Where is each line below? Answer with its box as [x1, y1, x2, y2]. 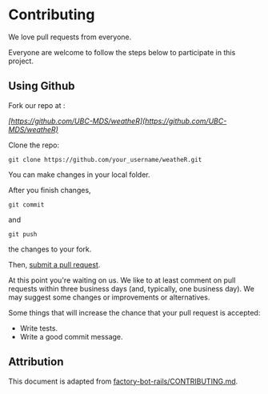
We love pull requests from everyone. [8, 32, 132, 42]
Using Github [8, 79, 75, 93]
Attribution [8, 355, 64, 369]
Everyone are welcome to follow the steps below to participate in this [8, 47, 236, 57]
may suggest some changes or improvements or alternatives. [8, 292, 210, 302]
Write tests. [19, 323, 58, 333]
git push [8, 230, 38, 238]
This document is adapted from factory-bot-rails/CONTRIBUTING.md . [8, 376, 238, 386]
